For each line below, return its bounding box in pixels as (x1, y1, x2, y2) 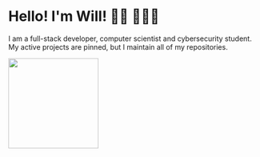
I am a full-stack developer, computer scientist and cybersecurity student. (8, 34, 252, 43)
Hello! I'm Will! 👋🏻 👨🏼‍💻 (8, 7, 160, 26)
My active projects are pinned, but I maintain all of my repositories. (8, 42, 228, 51)
